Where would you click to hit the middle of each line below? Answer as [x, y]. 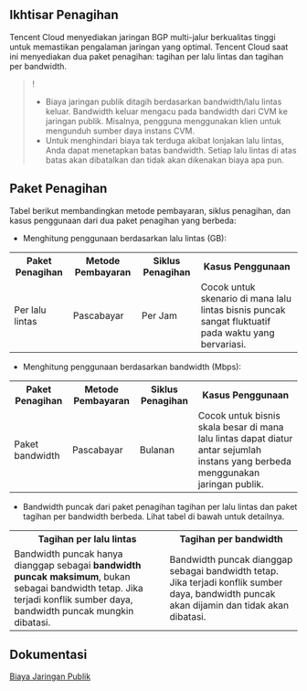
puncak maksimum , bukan [72, 577]
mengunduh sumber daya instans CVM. [120, 131]
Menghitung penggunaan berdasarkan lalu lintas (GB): [124, 238]
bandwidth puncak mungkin [74, 611]
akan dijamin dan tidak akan [229, 605]
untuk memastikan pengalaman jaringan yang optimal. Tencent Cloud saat [149, 47]
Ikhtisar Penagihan [64, 15]
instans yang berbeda [245, 461]
